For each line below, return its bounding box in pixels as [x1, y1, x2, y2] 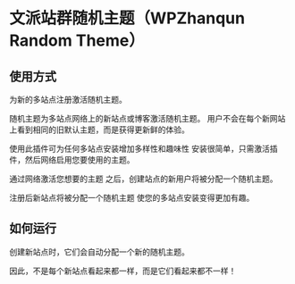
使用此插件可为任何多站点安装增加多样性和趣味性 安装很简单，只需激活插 [9, 144, 278, 154]
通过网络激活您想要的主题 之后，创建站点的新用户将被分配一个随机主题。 [9, 173, 278, 184]
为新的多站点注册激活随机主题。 [9, 95, 127, 104]
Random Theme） [9, 30, 145, 51]
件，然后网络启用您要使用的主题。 [9, 155, 135, 165]
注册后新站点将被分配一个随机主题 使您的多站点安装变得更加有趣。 [9, 193, 255, 203]
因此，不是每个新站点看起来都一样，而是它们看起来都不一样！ [9, 265, 237, 276]
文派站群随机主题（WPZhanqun [9, 8, 246, 29]
